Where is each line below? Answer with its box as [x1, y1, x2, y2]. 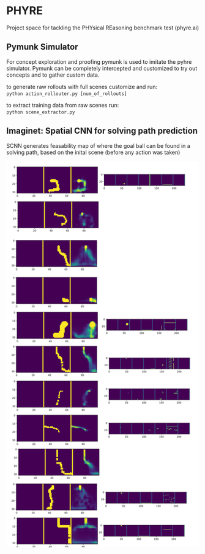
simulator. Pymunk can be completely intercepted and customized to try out [6, 64, 198, 72]
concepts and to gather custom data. [6, 71, 100, 79]
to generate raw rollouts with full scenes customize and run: [6, 83, 158, 90]
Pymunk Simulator [6, 42, 78, 52]
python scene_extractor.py [6, 109, 75, 115]
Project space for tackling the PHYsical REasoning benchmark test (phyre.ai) [6, 24, 199, 31]
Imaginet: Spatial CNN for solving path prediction [6, 126, 198, 136]
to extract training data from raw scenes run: [6, 101, 119, 109]
